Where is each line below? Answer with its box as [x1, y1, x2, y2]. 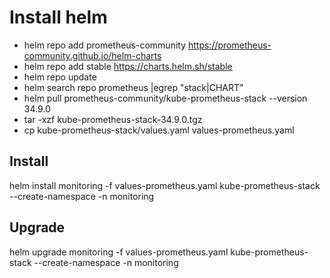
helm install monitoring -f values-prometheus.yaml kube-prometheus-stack [9, 179, 321, 191]
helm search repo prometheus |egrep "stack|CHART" [23, 81, 244, 93]
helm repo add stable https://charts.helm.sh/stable [23, 60, 233, 72]
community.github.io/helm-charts [23, 49, 162, 61]
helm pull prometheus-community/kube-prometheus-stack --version [23, 92, 308, 104]
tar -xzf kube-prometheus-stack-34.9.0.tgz [23, 113, 203, 125]
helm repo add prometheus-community [23, 39, 187, 51]
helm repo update [23, 71, 97, 83]
